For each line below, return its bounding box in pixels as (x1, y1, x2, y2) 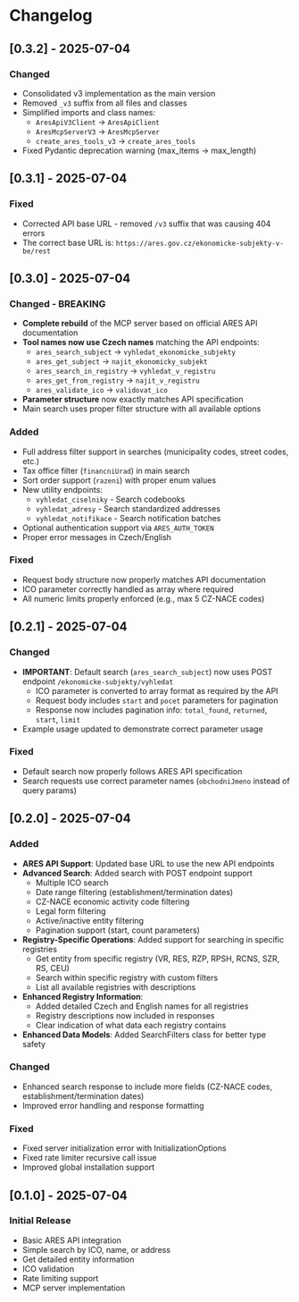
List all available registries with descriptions (35, 981, 196, 993)
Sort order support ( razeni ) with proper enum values (21, 475, 217, 486)
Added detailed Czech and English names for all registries (35, 1001, 249, 1011)
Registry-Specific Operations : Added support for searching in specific (21, 934, 284, 944)
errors (21, 227, 46, 238)
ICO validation (21, 1263, 74, 1274)
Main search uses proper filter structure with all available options (21, 403, 262, 414)
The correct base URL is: (21, 237, 114, 248)
